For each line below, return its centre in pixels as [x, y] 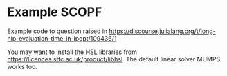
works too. [22, 66]
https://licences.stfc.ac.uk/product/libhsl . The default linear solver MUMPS [114, 59]
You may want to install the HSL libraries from [72, 52]
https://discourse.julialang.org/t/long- [162, 31]
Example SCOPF [55, 12]
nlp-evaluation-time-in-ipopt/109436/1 [62, 38]
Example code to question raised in [57, 31]
